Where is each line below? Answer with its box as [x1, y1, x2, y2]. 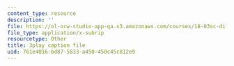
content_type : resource [7, 10, 77, 17]
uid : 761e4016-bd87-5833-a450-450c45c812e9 [7, 49, 136, 56]
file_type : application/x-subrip [7, 29, 104, 36]
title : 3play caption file [7, 42, 86, 49]
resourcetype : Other [7, 36, 68, 43]
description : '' [7, 16, 54, 23]
